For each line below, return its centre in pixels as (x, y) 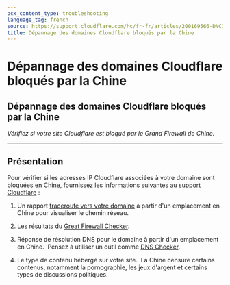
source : (18, 26)
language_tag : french (38, 20)
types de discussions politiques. (62, 275)
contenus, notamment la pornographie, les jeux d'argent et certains (112, 267)
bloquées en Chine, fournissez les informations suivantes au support (104, 185)
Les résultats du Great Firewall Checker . (73, 226)
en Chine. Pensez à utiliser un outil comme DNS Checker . (99, 247)
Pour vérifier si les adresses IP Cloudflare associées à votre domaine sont (111, 178)
